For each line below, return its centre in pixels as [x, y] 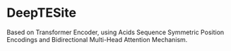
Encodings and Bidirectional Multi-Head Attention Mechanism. [97, 39]
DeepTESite [42, 13]
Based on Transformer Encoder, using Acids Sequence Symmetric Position [115, 32]
